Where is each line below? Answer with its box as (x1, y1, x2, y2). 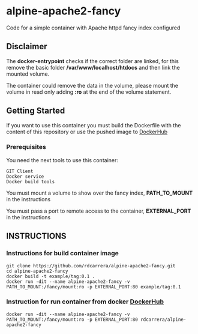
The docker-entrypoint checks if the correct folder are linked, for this (6, 57, 179, 64)
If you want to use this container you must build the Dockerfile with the (6, 121, 181, 129)
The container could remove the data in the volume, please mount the (6, 82, 179, 89)
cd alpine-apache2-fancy (6, 268, 68, 274)
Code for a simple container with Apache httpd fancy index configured (6, 24, 181, 31)
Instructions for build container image (6, 249, 119, 258)
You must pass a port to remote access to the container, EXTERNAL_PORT (6, 207, 191, 214)
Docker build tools (6, 178, 55, 184)
